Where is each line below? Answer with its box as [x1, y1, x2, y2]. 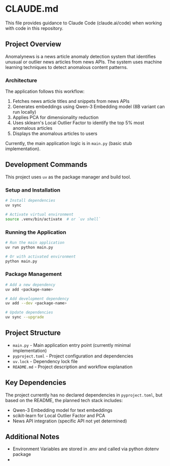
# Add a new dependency [5, 282, 56, 287]
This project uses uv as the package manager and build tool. [5, 173, 131, 180]
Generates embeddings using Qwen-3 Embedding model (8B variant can [12, 103, 165, 110]
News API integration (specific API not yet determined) [12, 418, 127, 424]
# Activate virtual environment [5, 211, 74, 217]
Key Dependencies [5, 378, 66, 387]
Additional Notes [5, 433, 60, 441]
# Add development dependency [5, 296, 70, 301]
